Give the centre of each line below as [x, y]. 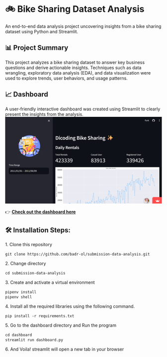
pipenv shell [19, 297]
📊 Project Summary [37, 48]
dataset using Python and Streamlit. [42, 31]
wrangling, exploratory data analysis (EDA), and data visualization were [78, 73]
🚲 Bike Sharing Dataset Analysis [75, 9]
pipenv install [21, 292]
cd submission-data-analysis [35, 273]
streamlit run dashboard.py [34, 340]
